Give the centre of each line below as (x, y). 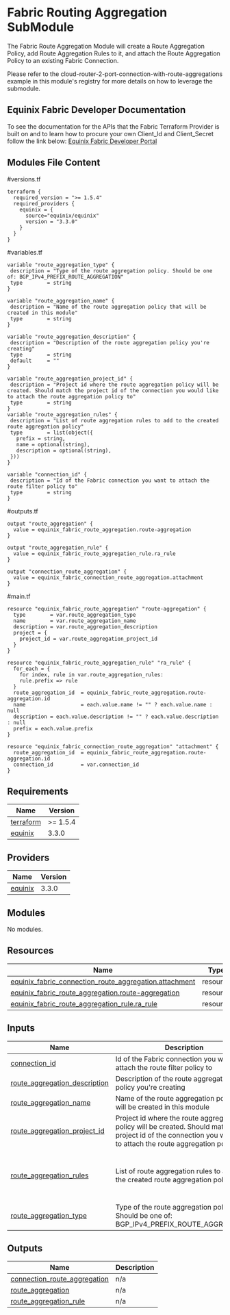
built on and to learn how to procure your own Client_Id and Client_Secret (111, 133)
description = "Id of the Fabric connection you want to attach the (110, 481)
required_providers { (44, 203)
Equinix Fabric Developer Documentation (97, 110)
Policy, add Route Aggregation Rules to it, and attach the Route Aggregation (114, 53)
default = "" (35, 361)
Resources (30, 950)
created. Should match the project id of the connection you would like (113, 391)
